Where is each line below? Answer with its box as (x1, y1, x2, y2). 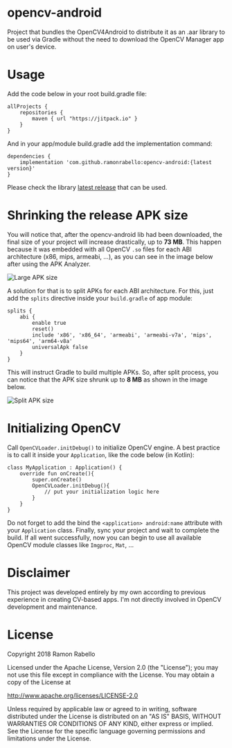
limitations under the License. (7, 734, 91, 742)
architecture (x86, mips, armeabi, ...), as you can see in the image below (7, 252, 213, 260)
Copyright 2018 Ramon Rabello (7, 650, 96, 658)
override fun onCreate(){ (19, 470, 95, 477)
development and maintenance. (7, 603, 98, 611)
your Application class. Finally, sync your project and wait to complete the (7, 526, 220, 534)
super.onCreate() (32, 476, 82, 483)
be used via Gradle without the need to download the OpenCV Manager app (7, 35, 224, 43)
